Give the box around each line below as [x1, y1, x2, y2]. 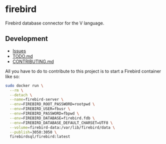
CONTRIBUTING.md [12, 58, 54, 64]
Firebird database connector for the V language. [5, 20, 104, 26]
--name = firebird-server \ [9, 97, 64, 102]
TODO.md [12, 53, 33, 59]
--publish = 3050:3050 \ [9, 129, 57, 134]
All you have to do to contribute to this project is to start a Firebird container [5, 68, 161, 74]
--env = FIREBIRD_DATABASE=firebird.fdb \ [9, 115, 95, 120]
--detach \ [9, 92, 32, 97]
